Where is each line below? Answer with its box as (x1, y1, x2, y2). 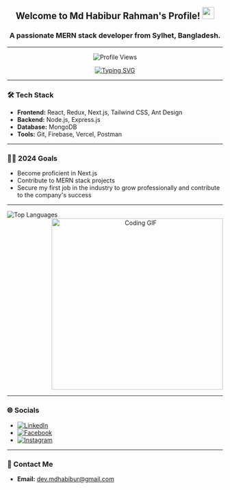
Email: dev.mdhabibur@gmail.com (16, 474, 114, 483)
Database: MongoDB (16, 123, 77, 131)
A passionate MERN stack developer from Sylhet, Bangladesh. (9, 31, 221, 40)
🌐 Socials (7, 406, 40, 415)
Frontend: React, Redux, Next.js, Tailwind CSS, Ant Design (16, 108, 183, 117)
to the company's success (16, 191, 92, 199)
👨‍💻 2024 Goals (7, 154, 58, 163)
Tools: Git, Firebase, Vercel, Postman (16, 130, 123, 138)
